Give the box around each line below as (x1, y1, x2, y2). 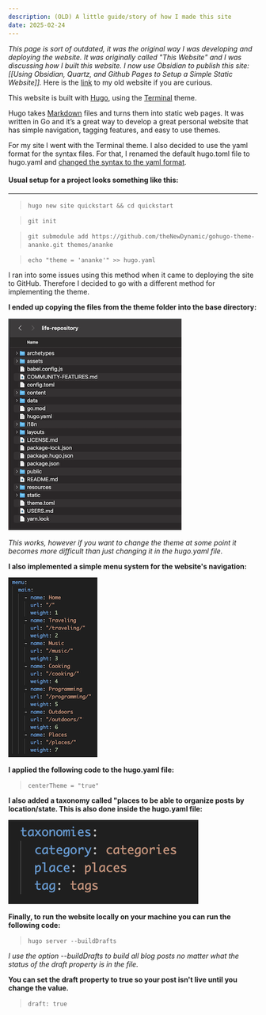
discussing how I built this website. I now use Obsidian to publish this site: (8, 60, 249, 70)
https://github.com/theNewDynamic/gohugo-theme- (91, 232, 255, 241)
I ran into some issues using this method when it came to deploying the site (8, 270, 254, 279)
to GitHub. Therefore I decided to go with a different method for (8, 278, 215, 288)
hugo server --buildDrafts (27, 937, 117, 945)
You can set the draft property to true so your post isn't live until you (8, 975, 237, 984)
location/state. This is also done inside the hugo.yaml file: (8, 804, 203, 813)
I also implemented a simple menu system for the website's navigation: (8, 561, 247, 571)
